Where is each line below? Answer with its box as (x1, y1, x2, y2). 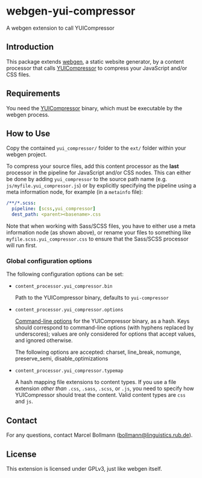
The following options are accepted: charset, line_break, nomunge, (14, 348, 181, 356)
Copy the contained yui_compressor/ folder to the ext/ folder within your (6, 144, 186, 152)
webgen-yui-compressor (6, 4, 136, 18)
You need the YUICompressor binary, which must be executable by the (6, 104, 183, 111)
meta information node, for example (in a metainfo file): (6, 188, 144, 196)
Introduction (6, 42, 54, 52)
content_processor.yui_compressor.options (14, 307, 124, 313)
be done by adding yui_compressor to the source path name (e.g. (6, 176, 168, 183)
